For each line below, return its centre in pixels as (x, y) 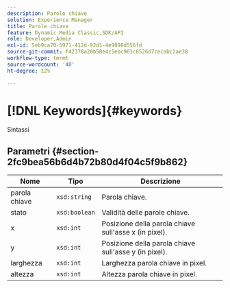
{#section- (75, 151)
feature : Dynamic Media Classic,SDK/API (66, 33)
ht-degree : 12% (29, 71)
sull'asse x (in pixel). (135, 232)
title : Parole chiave (38, 26)
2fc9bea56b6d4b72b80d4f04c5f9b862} (98, 162)
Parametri (28, 151)
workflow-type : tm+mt (38, 58)
